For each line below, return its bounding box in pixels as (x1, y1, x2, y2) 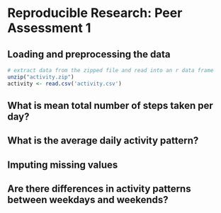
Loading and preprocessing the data (7, 48, 171, 60)
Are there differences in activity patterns (7, 183, 191, 195)
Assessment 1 (7, 20, 91, 36)
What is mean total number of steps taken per (7, 100, 214, 112)
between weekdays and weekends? (7, 194, 169, 206)
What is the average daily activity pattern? (7, 134, 199, 146)
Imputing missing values (7, 159, 118, 171)
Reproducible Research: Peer (7, 5, 183, 21)
